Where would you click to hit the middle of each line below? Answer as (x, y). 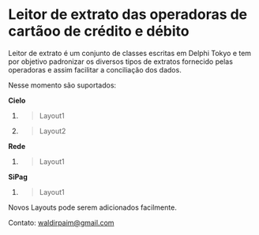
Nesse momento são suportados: (62, 85)
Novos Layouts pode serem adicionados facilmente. (93, 207)
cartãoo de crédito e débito (99, 31)
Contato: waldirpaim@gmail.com (61, 222)
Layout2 (53, 131)
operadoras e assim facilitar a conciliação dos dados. (95, 69)
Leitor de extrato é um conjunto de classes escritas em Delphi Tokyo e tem (129, 53)
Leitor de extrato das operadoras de (128, 15)
